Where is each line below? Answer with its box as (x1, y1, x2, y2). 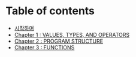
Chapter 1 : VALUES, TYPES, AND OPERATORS (14, 31, 130, 38)
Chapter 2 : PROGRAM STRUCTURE (14, 37, 103, 45)
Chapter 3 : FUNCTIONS (14, 43, 75, 51)
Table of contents (5, 4, 95, 18)
